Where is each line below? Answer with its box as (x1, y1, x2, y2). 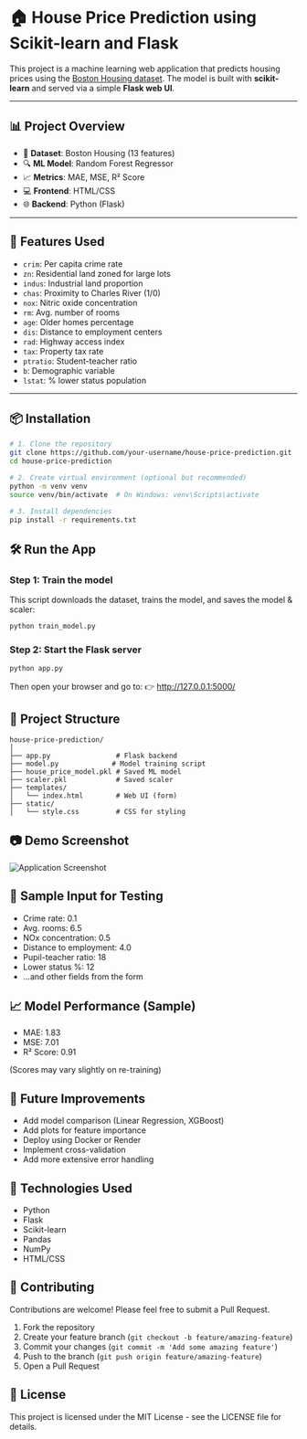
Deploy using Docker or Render (22, 1135, 142, 1146)
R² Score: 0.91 (22, 1047, 77, 1058)
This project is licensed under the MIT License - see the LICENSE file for (9, 1411, 281, 1422)
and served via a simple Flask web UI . (31, 82, 175, 93)
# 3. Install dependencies (9, 506, 112, 516)
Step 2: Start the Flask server (9, 643, 142, 656)
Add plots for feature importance (22, 1125, 147, 1136)
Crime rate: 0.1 (22, 913, 78, 924)
